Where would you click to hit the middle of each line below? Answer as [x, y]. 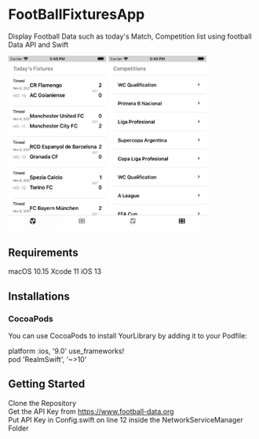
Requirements [43, 252]
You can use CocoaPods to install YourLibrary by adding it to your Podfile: [128, 335]
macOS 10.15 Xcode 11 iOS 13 [55, 271]
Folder [18, 428]
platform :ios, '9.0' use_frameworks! [66, 351]
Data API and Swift [38, 44]
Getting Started [47, 384]
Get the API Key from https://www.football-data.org [91, 411]
